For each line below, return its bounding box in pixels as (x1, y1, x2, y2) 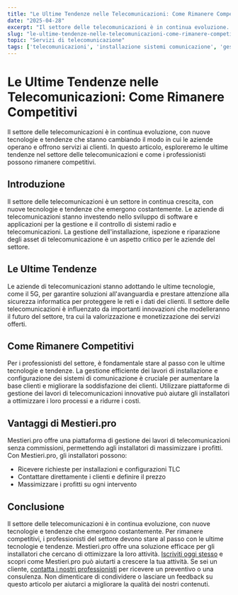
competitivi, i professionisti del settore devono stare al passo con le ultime (7, 535, 224, 543)
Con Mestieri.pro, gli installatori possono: (7, 452, 127, 460)
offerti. (7, 320, 27, 328)
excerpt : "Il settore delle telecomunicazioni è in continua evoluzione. (7, 23, 230, 31)
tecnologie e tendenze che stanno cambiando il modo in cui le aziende (7, 135, 214, 143)
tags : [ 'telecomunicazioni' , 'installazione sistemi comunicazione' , (7, 43, 217, 50)
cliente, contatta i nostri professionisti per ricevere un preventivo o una (7, 565, 214, 573)
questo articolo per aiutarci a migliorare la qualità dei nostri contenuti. (7, 580, 210, 588)
